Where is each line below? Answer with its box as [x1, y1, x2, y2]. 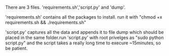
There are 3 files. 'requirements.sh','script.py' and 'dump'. [5, 5, 125, 10]
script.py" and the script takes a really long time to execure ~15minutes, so [5, 40, 161, 46]
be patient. [5, 45, 28, 51]
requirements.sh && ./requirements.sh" [5, 20, 87, 25]
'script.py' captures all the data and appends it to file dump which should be [5, 29, 164, 35]
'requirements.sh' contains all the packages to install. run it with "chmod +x [5, 14, 162, 20]
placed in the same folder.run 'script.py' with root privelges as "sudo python [5, 35, 164, 40]
